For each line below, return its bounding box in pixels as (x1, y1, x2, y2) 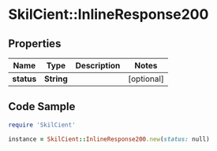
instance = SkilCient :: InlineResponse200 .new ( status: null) (8, 135, 211, 143)
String (43, 73, 69, 84)
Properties (8, 37, 62, 50)
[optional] (127, 73, 164, 84)
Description (75, 61, 121, 71)
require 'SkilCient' (8, 120, 77, 129)
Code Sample (8, 100, 76, 113)
